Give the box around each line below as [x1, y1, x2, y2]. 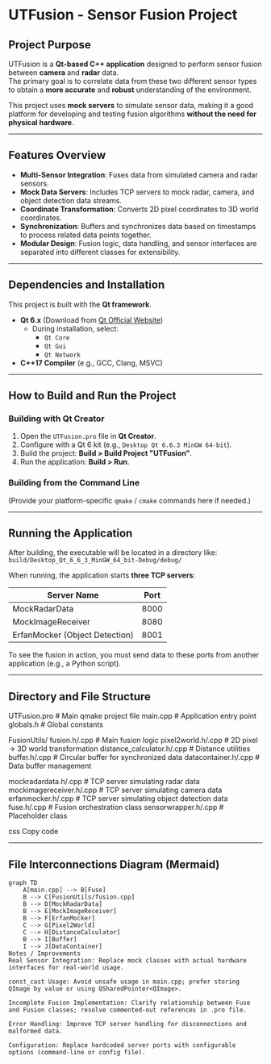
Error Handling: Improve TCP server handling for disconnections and [8, 1020, 248, 1029]
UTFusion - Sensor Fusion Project [8, 6, 238, 24]
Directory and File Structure [8, 690, 152, 703]
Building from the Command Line [8, 478, 140, 489]
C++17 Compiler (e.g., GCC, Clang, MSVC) [19, 357, 163, 368]
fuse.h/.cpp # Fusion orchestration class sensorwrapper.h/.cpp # [8, 803, 224, 812]
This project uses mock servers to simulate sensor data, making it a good [8, 101, 254, 110]
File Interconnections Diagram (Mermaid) [8, 857, 220, 871]
